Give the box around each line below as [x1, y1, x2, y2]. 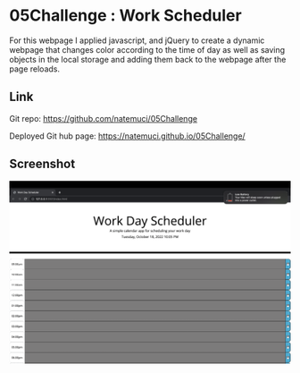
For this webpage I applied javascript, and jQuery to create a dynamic [9, 35, 265, 46]
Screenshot [9, 157, 76, 172]
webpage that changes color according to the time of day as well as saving [9, 44, 286, 55]
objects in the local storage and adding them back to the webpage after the [9, 54, 287, 64]
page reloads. [9, 64, 61, 74]
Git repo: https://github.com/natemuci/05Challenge [9, 113, 198, 123]
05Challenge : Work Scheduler [9, 5, 243, 26]
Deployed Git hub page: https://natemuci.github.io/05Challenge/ [9, 131, 246, 141]
